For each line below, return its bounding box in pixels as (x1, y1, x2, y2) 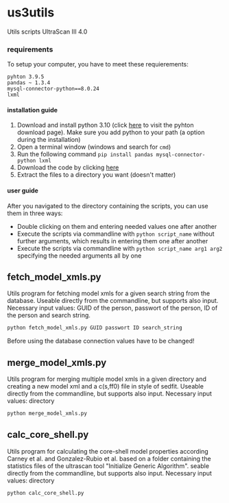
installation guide (7, 106, 58, 114)
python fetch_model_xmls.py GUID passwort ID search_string (7, 324, 183, 332)
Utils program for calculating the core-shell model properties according (7, 447, 209, 455)
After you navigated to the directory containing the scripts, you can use (7, 201, 208, 210)
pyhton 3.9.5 (7, 73, 45, 80)
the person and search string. (7, 311, 91, 319)
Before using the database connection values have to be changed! (7, 337, 195, 345)
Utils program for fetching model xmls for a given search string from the (7, 289, 210, 297)
